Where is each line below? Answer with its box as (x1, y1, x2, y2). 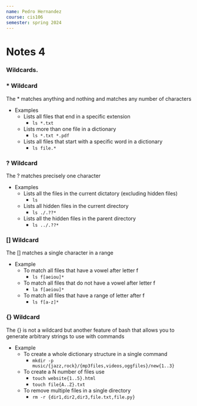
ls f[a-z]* (32, 299, 59, 305)
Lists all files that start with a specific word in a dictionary (23, 138, 163, 145)
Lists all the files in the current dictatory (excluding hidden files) (23, 190, 178, 197)
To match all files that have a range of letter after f (23, 292, 145, 299)
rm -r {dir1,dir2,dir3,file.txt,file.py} (32, 394, 135, 400)
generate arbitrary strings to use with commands (6, 332, 125, 339)
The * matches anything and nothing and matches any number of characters (6, 95, 192, 102)
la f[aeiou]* (32, 287, 65, 293)
